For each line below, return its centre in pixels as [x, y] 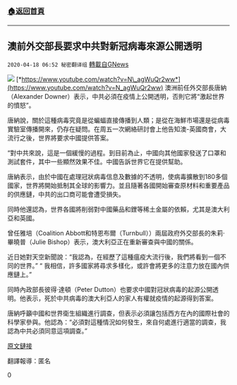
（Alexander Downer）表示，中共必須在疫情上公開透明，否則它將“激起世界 [116, 97]
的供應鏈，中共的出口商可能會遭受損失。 [66, 195]
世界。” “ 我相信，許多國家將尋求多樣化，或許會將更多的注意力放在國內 [121, 266]
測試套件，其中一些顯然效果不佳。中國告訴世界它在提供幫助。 [97, 162]
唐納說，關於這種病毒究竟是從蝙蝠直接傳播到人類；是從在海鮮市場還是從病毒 [119, 121]
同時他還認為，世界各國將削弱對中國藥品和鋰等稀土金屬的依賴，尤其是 [109, 209]
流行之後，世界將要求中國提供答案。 [60, 138]
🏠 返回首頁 [26, 11]
